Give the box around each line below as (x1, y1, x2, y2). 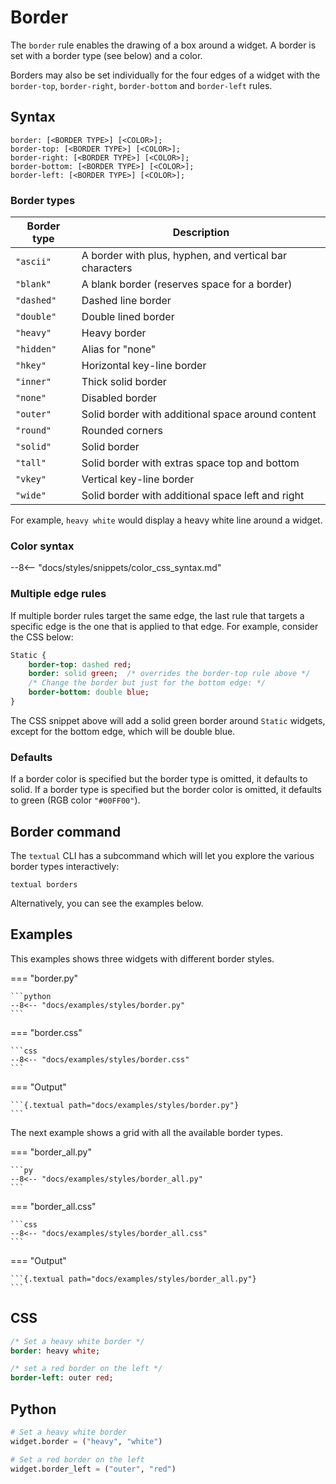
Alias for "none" (81, 342, 157, 356)
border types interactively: (10, 861, 120, 872)
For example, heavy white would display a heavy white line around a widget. (10, 514, 323, 526)
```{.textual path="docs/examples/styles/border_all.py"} (10, 1274, 257, 1284)
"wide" (15, 490, 47, 501)
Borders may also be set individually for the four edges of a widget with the (10, 69, 321, 81)
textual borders (10, 880, 78, 890)
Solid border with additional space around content (81, 407, 317, 421)
